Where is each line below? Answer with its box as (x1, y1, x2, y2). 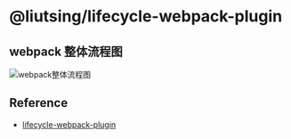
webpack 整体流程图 (9, 44, 123, 59)
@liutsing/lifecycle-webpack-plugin (9, 6, 283, 27)
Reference (9, 95, 69, 110)
